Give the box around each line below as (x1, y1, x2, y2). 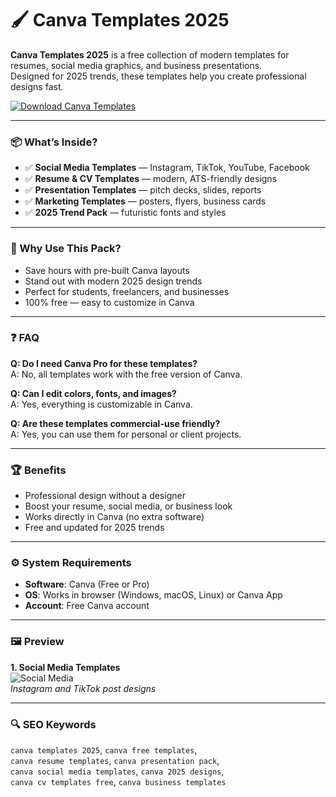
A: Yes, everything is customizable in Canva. (10, 398, 193, 410)
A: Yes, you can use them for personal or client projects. (10, 428, 242, 440)
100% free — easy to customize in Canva (24, 296, 195, 308)
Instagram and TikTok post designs (10, 682, 157, 694)
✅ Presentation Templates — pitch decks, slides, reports (24, 184, 262, 196)
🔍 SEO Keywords (10, 717, 97, 731)
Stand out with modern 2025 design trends (24, 275, 203, 287)
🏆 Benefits (10, 463, 67, 477)
